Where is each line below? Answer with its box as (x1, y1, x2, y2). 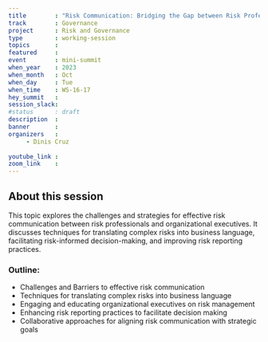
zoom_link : (8, 160, 59, 168)
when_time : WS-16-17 (8, 85, 91, 94)
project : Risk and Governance (8, 26, 130, 34)
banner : (8, 123, 59, 131)
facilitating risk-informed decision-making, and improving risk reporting (8, 236, 243, 246)
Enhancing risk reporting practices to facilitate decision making (19, 308, 227, 317)
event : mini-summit (8, 57, 102, 65)
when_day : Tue (8, 78, 73, 86)
